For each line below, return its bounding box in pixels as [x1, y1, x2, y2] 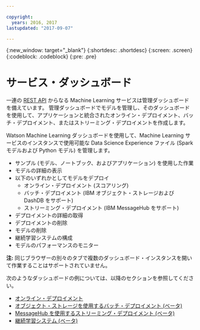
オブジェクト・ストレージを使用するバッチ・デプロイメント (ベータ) [14, 302, 183, 310]
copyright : [6, 14, 33, 20]
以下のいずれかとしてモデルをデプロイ [14, 175, 109, 182]
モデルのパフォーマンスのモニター [14, 242, 99, 249]
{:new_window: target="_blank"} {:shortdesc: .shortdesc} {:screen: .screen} [6, 47, 193, 54]
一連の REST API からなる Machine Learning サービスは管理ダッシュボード [6, 97, 190, 104]
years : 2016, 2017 [11, 19, 58, 26]
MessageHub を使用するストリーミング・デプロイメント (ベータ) [14, 310, 175, 317]
